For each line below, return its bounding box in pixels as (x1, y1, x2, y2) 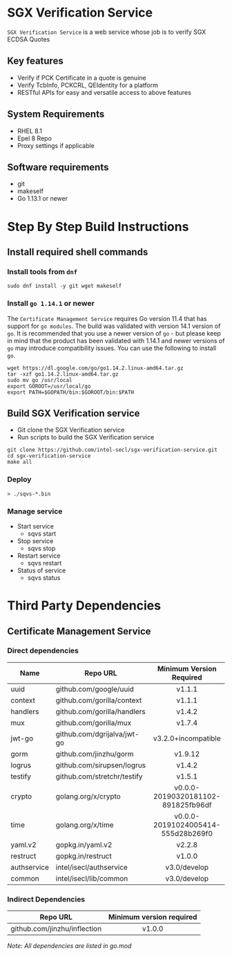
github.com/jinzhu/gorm (55, 749, 134, 758)
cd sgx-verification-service (7, 453, 91, 459)
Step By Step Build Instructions (7, 219, 189, 235)
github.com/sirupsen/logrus (55, 760, 146, 769)
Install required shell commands (7, 246, 148, 257)
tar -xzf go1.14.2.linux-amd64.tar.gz (7, 370, 119, 378)
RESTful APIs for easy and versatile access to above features (17, 88, 191, 96)
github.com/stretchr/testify (55, 772, 143, 781)
